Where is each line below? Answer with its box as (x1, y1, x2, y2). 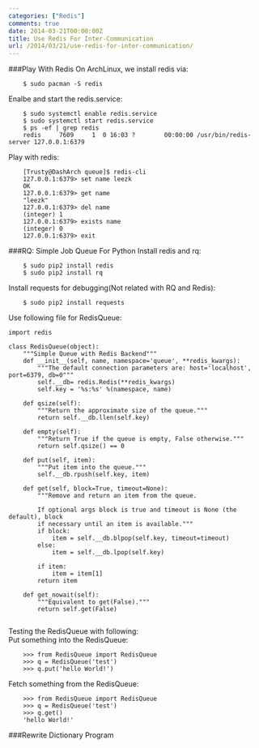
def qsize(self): (23, 400, 82, 408)
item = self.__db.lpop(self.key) (51, 549, 164, 557)
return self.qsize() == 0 (37, 442, 125, 451)
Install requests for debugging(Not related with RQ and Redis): (8, 283, 216, 293)
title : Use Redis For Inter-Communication (8, 34, 154, 43)
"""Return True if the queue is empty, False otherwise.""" (37, 435, 244, 443)
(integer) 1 (23, 211, 63, 219)
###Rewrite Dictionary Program (8, 730, 114, 740)
